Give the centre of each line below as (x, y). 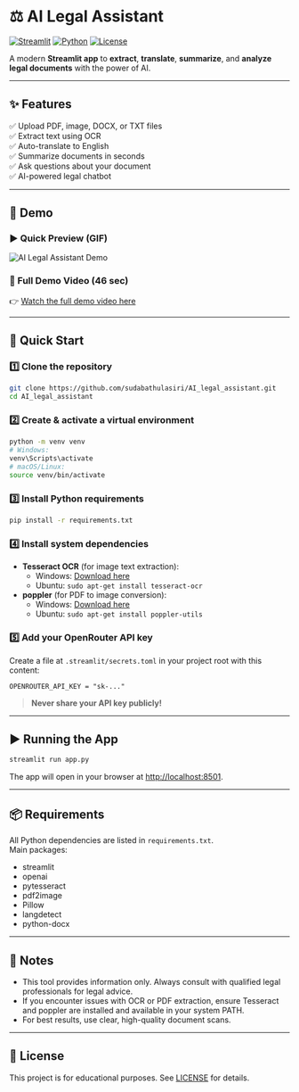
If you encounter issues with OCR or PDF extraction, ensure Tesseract (150, 1000)
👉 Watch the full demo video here (73, 301)
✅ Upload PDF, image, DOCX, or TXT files (86, 126)
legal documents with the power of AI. (80, 68)
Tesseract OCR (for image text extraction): (101, 567)
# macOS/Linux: (37, 467)
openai (35, 877)
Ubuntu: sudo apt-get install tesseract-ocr (119, 585)
